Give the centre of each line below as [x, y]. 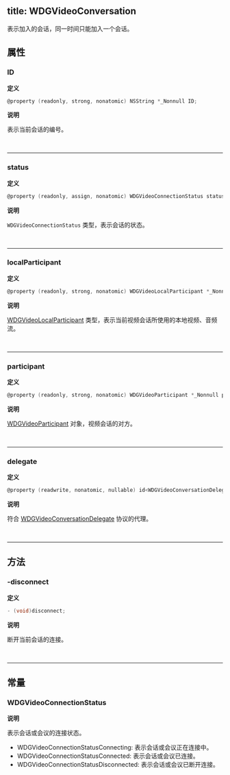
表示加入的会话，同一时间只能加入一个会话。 [70, 28]
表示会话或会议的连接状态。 [46, 733]
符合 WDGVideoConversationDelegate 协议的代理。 [80, 519]
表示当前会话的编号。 [37, 130]
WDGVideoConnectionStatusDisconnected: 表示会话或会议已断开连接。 [118, 765]
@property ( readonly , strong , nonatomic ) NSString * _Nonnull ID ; [102, 101]
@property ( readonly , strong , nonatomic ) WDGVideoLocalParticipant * [108, 291]
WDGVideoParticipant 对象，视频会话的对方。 [72, 423]
